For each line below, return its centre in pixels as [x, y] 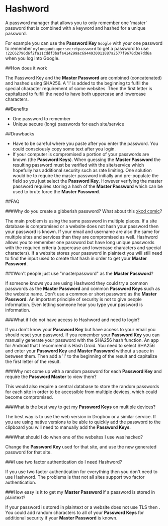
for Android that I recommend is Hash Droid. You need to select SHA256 [80, 345]
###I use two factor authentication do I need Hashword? [64, 462]
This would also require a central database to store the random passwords [82, 386]
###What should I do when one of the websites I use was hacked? [74, 437]
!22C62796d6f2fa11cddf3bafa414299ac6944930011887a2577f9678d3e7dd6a [78, 53]
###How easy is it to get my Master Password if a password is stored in [80, 492]
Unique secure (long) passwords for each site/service [68, 124]
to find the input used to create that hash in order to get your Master [76, 258]
